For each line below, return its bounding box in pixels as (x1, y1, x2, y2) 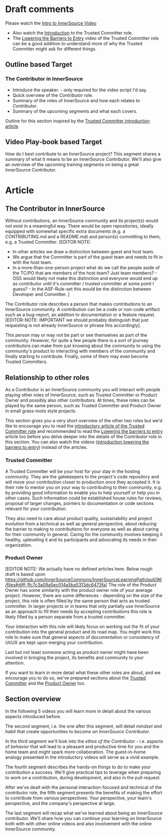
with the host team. (12, 259, 53, 265)
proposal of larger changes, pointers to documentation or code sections (5, 500, 154, 506)
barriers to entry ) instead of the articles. (5, 444, 88, 450)
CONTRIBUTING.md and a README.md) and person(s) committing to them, (5, 234, 161, 240)
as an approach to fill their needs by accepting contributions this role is (5, 608, 152, 614)
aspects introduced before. (5, 713, 62, 719)
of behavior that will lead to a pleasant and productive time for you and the (5, 743, 159, 749)
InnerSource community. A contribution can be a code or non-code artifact (5, 306, 160, 312)
